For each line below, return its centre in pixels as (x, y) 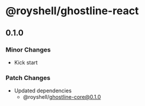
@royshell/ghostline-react (72, 11)
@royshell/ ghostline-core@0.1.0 (62, 97)
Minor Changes (28, 50)
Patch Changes (28, 78)
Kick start (26, 62)
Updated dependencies (43, 91)
